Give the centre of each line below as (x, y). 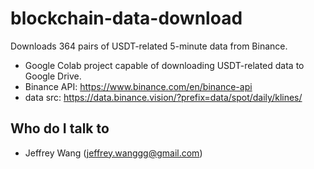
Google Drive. (53, 76)
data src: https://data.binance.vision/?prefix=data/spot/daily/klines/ (163, 97)
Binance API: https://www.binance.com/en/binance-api (138, 86)
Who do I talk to (60, 128)
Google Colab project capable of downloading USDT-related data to (164, 65)
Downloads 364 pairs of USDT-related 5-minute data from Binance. (149, 46)
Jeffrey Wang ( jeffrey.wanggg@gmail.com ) (113, 153)
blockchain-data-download (126, 18)
